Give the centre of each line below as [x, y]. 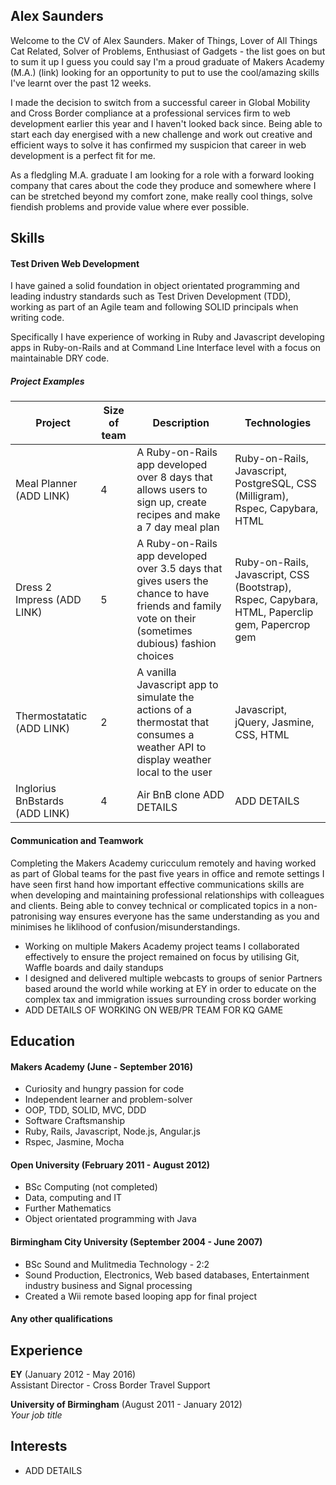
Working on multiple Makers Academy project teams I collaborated [162, 946]
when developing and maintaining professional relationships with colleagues [167, 895]
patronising [33, 916]
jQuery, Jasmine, [274, 722]
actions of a [164, 710]
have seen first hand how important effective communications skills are [157, 884]
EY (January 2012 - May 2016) [73, 1374]
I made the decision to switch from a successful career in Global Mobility [160, 102]
